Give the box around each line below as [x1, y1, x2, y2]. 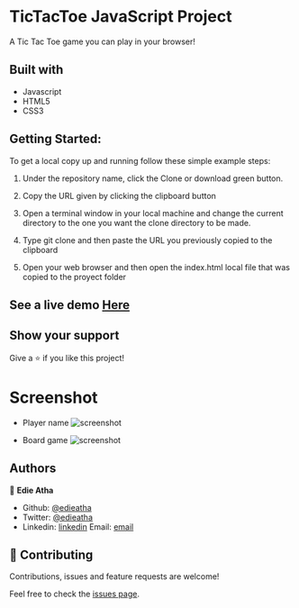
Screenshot [9, 387, 98, 407]
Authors [9, 461, 57, 476]
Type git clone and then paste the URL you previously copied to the [22, 234, 273, 245]
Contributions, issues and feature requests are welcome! [9, 571, 220, 582]
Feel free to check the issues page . [9, 588, 140, 600]
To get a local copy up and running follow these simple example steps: [9, 155, 271, 166]
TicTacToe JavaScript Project [9, 6, 232, 27]
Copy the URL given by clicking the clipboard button [22, 190, 216, 201]
